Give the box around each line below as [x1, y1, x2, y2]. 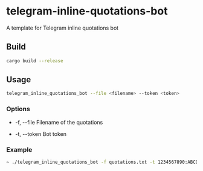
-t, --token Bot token [14, 130, 66, 137]
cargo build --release [6, 57, 63, 64]
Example [6, 145, 33, 153]
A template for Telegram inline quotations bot [6, 24, 119, 31]
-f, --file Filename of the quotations [14, 118, 103, 126]
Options [6, 105, 30, 113]
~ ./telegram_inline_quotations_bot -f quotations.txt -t [6, 159, 155, 165]
